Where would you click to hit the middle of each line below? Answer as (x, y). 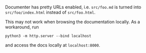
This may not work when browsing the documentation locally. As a (73, 22)
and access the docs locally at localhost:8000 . (53, 45)
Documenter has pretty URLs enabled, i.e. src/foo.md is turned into (73, 7)
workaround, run (22, 27)
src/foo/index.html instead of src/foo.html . (50, 12)
